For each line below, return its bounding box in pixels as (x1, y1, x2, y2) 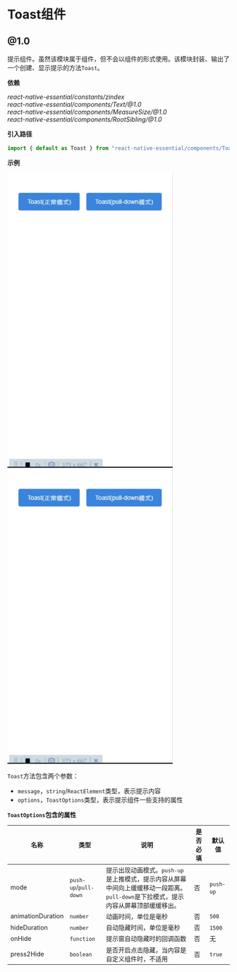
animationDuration (10, 912, 64, 920)
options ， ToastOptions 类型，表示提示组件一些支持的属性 (17, 795, 183, 804)
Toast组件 (7, 6, 66, 23)
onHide (10, 934, 32, 942)
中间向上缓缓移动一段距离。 (105, 883, 187, 891)
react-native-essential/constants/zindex (7, 93, 125, 101)
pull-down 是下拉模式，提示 (105, 892, 185, 901)
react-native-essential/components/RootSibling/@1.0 (7, 115, 162, 124)
